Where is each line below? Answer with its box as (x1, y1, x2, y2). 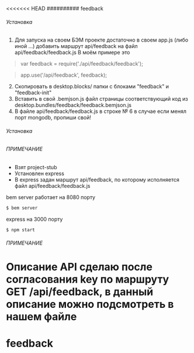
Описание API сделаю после (6, 260, 153, 273)
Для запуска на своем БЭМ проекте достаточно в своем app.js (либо (14, 36, 189, 43)
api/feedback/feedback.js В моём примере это (14, 49, 130, 56)
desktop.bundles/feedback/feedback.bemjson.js (14, 102, 131, 109)
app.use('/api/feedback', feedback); (20, 71, 108, 78)
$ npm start (6, 227, 35, 233)
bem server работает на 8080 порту (6, 194, 95, 201)
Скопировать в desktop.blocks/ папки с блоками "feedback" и (14, 83, 169, 90)
